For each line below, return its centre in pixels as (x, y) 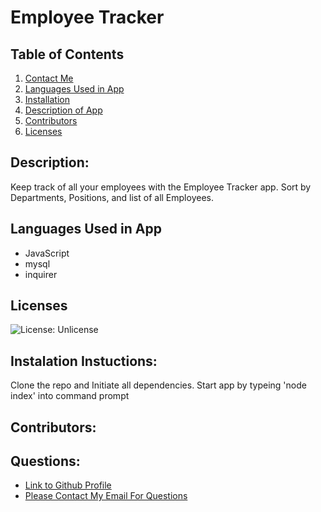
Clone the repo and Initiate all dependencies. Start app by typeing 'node (158, 385)
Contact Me (49, 78)
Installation (47, 99)
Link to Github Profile (68, 485)
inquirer (41, 274)
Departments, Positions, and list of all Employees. (112, 197)
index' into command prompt (70, 396)
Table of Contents (67, 54)
